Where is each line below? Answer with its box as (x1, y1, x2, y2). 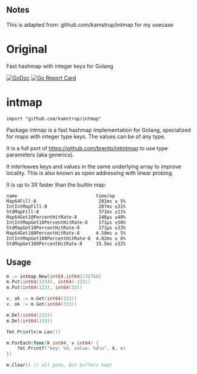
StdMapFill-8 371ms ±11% (6, 209, 126, 215)
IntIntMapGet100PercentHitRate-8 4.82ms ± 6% (6, 235, 126, 241)
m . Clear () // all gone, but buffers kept (6, 362, 113, 369)
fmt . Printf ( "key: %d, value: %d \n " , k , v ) (17, 345, 126, 351)
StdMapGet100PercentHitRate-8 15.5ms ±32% (6, 240, 126, 247)
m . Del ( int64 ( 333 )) (6, 317, 53, 324)
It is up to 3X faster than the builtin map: (6, 181, 107, 188)
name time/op (6, 193, 115, 199)
